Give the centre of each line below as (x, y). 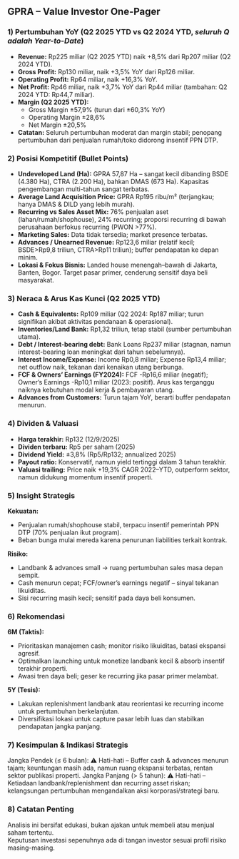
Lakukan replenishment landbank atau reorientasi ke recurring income (121, 704)
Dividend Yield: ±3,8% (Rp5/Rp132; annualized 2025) (97, 454)
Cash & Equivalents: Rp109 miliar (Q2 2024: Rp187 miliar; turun (111, 314)
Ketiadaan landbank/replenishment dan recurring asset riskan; (99, 783)
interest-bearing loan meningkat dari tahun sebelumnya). (101, 352)
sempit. (29, 575)
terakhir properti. (42, 669)
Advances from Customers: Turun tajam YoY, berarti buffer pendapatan (124, 397)
